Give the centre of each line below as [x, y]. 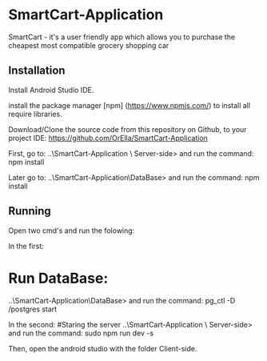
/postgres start [33, 309]
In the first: [26, 246]
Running [30, 211]
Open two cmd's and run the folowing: [72, 231]
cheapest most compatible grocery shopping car [89, 45]
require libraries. [35, 114]
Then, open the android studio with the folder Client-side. [103, 348]
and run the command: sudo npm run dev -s [81, 333]
